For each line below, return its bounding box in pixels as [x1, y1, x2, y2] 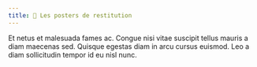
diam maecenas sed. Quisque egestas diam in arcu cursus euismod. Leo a [8, 41, 250, 51]
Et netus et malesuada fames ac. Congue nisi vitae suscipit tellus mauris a [8, 33, 248, 43]
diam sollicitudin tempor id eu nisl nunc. [8, 50, 137, 59]
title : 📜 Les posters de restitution [8, 11, 132, 20]
